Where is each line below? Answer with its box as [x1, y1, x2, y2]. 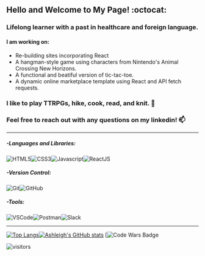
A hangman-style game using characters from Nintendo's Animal [15, 58, 179, 66]
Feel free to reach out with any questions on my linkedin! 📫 [6, 116, 186, 124]
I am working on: [6, 38, 50, 45]
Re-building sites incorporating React [15, 52, 109, 59]
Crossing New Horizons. [15, 64, 77, 72]
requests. [15, 84, 40, 91]
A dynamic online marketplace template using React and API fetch [15, 77, 182, 85]
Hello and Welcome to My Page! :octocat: [6, 5, 167, 15]
